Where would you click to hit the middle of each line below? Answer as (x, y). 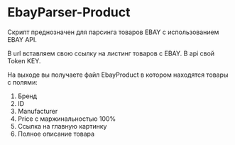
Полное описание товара (56, 134)
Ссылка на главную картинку (62, 126)
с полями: (22, 82)
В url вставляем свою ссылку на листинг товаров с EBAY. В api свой (111, 53)
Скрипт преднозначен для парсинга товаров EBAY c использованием (113, 32)
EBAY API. (22, 39)
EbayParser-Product (69, 12)
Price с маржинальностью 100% (67, 119)
